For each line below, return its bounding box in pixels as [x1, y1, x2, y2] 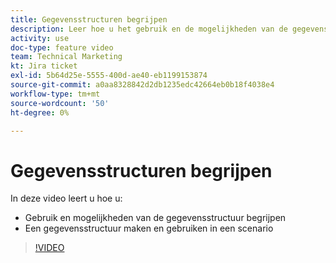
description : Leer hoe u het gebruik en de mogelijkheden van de [10, 24, 288, 34]
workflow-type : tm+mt [10, 89, 101, 99]
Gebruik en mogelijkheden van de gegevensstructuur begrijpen [24, 212, 287, 224]
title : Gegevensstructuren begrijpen [10, 14, 168, 25]
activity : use [10, 33, 70, 43]
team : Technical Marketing [10, 52, 123, 62]
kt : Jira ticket [10, 61, 78, 71]
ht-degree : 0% [10, 107, 70, 118]
